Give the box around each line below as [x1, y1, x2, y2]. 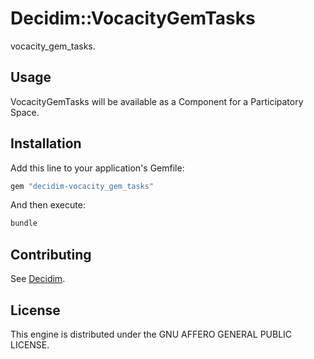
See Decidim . [10, 273, 66, 285]
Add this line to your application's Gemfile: [10, 162, 185, 174]
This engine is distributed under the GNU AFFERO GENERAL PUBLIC [10, 328, 293, 340]
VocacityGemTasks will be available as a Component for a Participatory [10, 95, 304, 107]
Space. [10, 106, 40, 118]
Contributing [10, 246, 92, 263]
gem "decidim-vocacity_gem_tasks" [10, 181, 155, 191]
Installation [10, 135, 82, 152]
